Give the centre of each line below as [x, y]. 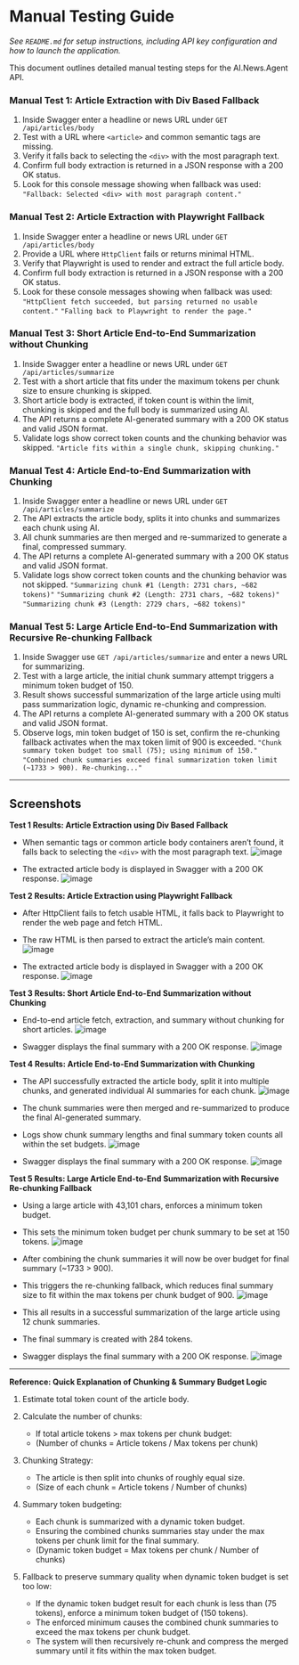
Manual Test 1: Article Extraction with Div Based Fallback [134, 100]
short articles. [48, 1030]
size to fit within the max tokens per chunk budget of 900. [128, 1295]
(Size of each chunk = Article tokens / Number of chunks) [141, 1487]
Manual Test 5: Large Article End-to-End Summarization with [144, 627]
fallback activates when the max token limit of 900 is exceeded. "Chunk [152, 742]
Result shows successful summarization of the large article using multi [151, 695]
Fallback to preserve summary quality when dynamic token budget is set [155, 1577]
